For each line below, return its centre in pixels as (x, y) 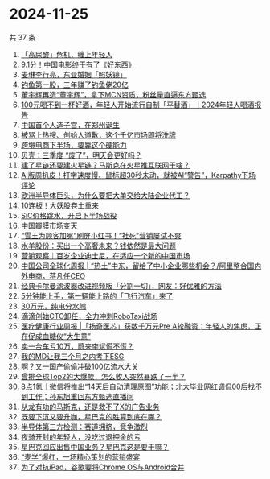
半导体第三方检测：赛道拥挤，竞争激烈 (84, 427)
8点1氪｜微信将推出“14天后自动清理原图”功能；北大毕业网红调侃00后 (134, 386)
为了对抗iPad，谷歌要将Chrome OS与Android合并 (102, 467)
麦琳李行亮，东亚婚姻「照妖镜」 (74, 74)
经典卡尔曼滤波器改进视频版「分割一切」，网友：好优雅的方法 (121, 286)
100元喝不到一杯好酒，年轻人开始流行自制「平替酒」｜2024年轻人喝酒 (137, 105)
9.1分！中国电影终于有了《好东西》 (78, 64)
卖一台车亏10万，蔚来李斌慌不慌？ (78, 346)
